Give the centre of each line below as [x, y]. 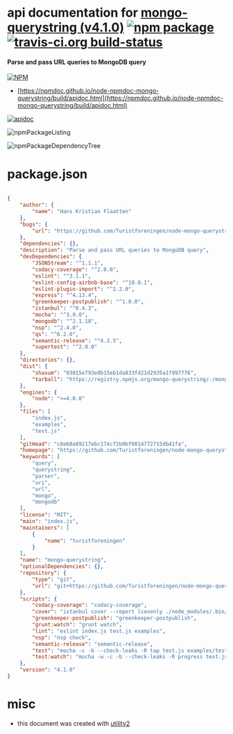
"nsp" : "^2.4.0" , [57, 328]
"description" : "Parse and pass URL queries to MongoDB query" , [114, 250]
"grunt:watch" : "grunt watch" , [77, 625]
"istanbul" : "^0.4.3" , [65, 308]
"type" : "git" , [54, 579]
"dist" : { [34, 367]
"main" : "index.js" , [49, 522]
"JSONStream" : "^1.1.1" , [68, 263]
